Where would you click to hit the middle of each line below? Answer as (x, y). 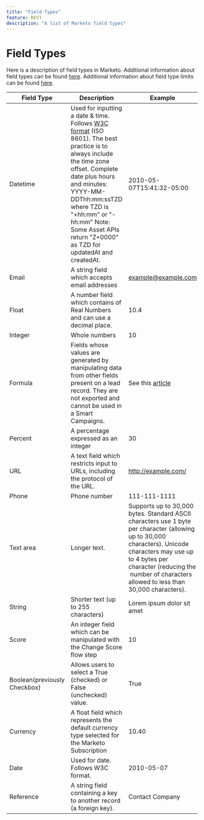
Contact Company (154, 797)
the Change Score (97, 647)
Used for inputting (97, 108)
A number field (92, 295)
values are (85, 353)
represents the (91, 720)
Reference (24, 797)
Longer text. (88, 548)
